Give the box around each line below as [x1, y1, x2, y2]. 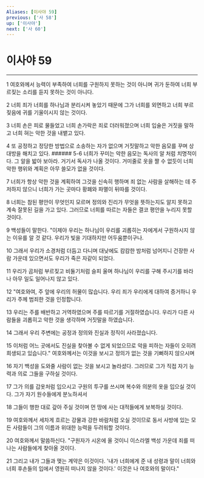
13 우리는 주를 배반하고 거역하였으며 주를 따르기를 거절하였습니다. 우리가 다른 [6, 309, 188, 316]
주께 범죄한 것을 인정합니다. [17, 296, 83, 303]
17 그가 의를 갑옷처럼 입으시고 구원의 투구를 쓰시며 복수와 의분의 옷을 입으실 [6, 383, 185, 391]
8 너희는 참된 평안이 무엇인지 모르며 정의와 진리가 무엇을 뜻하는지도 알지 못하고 [6, 199, 192, 206]
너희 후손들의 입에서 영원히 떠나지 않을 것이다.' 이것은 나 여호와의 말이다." [6, 465, 180, 473]
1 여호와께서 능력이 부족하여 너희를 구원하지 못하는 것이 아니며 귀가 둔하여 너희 [6, 81, 191, 88]
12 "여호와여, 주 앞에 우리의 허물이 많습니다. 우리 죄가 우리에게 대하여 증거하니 [6, 288, 191, 295]
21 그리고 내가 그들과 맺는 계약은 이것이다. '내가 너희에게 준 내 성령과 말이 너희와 [6, 457, 196, 465]
